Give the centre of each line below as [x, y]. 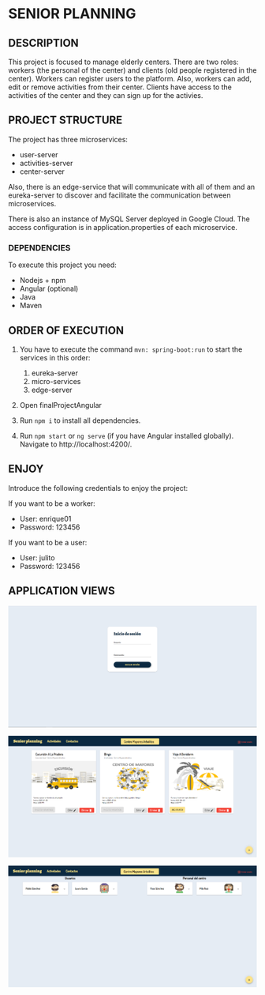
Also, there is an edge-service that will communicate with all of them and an [132, 187]
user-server [39, 154]
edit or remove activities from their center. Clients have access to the [120, 87]
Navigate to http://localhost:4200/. [76, 444]
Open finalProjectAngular [61, 405]
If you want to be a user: [48, 542]
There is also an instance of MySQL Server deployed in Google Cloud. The [129, 219]
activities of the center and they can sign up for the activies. [106, 95]
